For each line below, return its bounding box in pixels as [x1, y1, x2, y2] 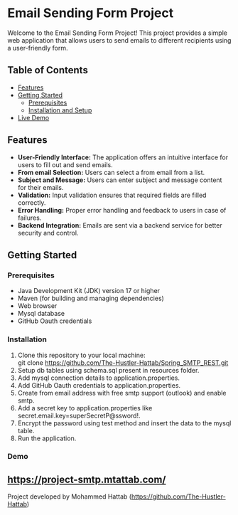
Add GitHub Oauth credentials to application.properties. [17, 381, 181, 389]
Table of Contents [7, 64, 89, 76]
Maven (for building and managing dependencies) [17, 294, 165, 303]
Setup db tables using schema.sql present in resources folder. [17, 366, 200, 374]
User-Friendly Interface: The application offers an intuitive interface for [17, 153, 229, 161]
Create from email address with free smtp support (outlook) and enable [17, 388, 227, 397]
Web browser [17, 302, 58, 310]
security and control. [17, 228, 79, 237]
